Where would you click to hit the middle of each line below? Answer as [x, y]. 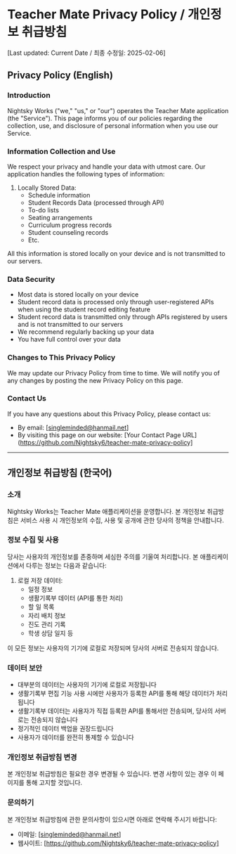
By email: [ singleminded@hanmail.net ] [73, 427]
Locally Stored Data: [47, 188]
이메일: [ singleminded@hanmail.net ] [69, 834]
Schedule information [59, 195]
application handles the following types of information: [86, 174]
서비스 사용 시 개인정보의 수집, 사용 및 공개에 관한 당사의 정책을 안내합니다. [122, 520]
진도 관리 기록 [47, 624]
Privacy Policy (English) [60, 76]
